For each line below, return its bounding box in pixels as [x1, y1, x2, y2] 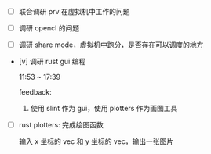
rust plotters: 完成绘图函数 [18, 120, 104, 130]
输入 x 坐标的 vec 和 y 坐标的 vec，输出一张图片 [18, 137, 174, 146]
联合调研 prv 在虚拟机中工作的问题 [18, 7, 130, 16]
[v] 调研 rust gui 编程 [18, 57, 86, 66]
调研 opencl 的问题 [18, 23, 80, 33]
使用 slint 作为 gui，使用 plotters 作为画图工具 [30, 104, 178, 113]
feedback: [18, 88, 52, 97]
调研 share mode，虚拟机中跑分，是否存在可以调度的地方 [18, 40, 204, 49]
